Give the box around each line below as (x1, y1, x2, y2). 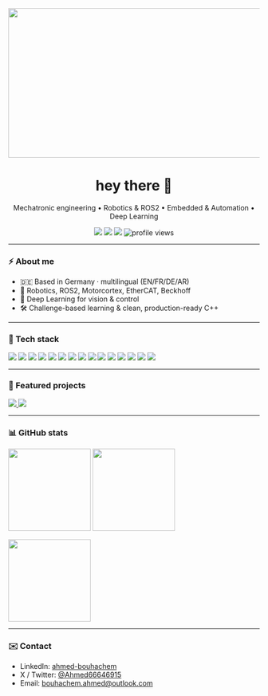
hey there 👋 (95, 177, 173, 195)
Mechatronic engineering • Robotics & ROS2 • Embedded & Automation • (13, 203, 255, 212)
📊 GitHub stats (8, 427, 69, 438)
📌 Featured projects (8, 380, 86, 391)
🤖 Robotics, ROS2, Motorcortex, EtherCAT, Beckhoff (19, 286, 191, 296)
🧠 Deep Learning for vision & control (19, 294, 140, 304)
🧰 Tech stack (8, 334, 60, 345)
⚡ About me (8, 255, 54, 266)
